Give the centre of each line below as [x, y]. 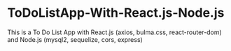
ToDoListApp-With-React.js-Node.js [116, 13]
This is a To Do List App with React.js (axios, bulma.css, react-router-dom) [114, 32]
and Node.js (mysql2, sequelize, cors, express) [75, 39]
